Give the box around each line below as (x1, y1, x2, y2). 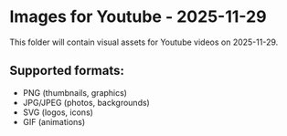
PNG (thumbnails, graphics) (22, 87, 128, 98)
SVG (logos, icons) (22, 107, 94, 118)
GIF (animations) (22, 116, 86, 127)
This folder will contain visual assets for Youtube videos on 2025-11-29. (9, 37, 279, 47)
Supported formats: (9, 63, 125, 78)
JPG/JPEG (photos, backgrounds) (22, 97, 151, 108)
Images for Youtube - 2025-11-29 (9, 6, 267, 27)
